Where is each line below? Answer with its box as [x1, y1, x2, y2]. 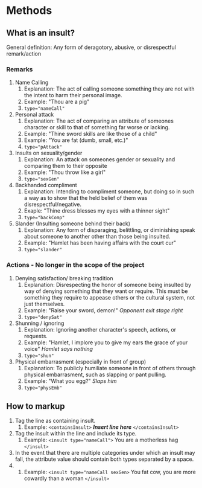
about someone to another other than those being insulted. [24, 233, 171, 240]
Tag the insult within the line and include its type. [14, 430, 137, 437]
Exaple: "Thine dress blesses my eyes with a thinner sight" [24, 207, 170, 214]
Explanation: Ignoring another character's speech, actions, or [24, 326, 177, 333]
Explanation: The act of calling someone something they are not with [24, 85, 195, 92]
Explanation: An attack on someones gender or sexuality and [24, 156, 175, 163]
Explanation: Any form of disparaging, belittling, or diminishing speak [24, 226, 195, 234]
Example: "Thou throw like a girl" [24, 169, 106, 176]
